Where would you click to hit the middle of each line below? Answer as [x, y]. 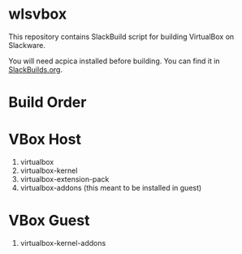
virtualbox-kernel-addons [63, 243]
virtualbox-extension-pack [65, 179]
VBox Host [45, 140]
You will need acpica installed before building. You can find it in [115, 61]
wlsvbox [38, 14]
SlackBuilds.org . [36, 69]
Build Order [48, 103]
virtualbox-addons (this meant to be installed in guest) [111, 188]
